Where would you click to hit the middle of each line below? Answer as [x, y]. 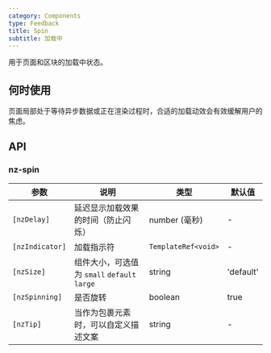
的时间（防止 [98, 220]
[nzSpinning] [38, 297]
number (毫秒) [176, 220]
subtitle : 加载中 [35, 38]
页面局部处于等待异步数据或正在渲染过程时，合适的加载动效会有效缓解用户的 [135, 111]
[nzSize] [29, 272]
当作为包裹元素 [102, 313]
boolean [164, 297]
